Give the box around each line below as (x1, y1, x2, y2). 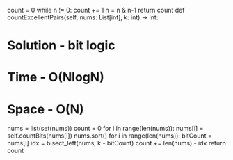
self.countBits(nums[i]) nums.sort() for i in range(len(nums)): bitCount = (7, 131, 212, 140)
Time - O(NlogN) (7, 70, 104, 86)
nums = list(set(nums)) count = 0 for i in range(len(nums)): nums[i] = (7, 125, 204, 133)
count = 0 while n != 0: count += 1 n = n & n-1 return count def (7, 6, 185, 14)
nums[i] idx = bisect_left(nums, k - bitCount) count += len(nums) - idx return (7, 139, 226, 147)
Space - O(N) (7, 101, 85, 117)
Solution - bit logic (7, 38, 115, 54)
